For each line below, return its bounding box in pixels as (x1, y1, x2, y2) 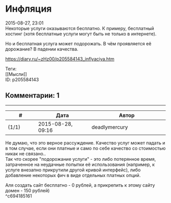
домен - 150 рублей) (5, 187, 50, 193)
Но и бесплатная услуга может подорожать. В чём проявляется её (5, 40, 152, 46)
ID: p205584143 (5, 76, 39, 82)
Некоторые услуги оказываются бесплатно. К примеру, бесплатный (5, 25, 154, 31)
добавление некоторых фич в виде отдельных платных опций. (5, 172, 141, 178)
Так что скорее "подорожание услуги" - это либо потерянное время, (5, 156, 156, 162)
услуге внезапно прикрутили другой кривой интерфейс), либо (5, 166, 141, 173)
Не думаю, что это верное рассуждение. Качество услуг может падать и (5, 139, 165, 146)
